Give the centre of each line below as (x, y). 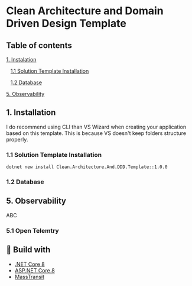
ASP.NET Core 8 (35, 270)
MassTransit (30, 277)
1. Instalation (21, 60)
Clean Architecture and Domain (85, 11)
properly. (17, 139)
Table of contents (39, 45)
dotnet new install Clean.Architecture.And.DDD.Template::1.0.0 (87, 167)
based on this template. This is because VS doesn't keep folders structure (96, 133)
